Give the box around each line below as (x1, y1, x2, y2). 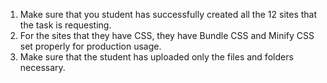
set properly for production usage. (19, 40, 162, 52)
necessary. (19, 62, 66, 73)
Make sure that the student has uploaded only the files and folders (19, 51, 294, 63)
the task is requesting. (19, 19, 112, 31)
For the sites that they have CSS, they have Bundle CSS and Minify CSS (19, 30, 315, 41)
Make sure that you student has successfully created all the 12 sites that (19, 9, 318, 20)
